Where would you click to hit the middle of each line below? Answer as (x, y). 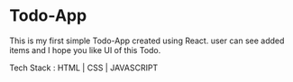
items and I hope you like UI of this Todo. (85, 50)
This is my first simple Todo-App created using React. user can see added (147, 41)
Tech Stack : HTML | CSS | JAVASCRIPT (84, 68)
